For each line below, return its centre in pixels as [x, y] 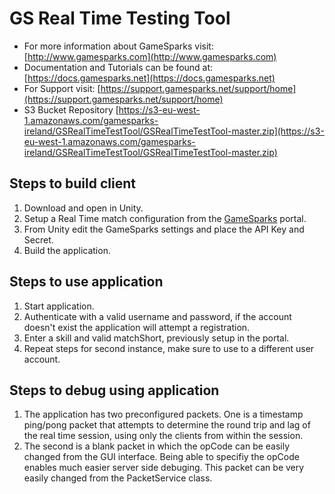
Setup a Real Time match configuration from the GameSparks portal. [165, 218]
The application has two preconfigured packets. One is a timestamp [163, 414]
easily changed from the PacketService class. [118, 478]
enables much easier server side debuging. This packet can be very [164, 468]
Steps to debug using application [114, 390]
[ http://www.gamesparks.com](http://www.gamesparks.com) [150, 56]
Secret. [38, 239]
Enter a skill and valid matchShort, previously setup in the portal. [156, 338]
